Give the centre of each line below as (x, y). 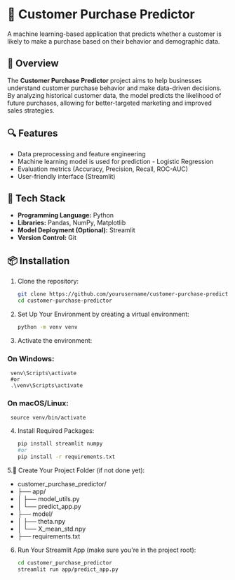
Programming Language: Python (66, 215)
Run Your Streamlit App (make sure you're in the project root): (107, 550)
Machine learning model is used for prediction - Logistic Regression (115, 161)
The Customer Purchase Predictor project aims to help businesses (105, 80)
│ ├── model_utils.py (48, 499)
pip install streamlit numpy (60, 444)
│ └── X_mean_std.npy (52, 529)
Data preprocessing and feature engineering (81, 153)
